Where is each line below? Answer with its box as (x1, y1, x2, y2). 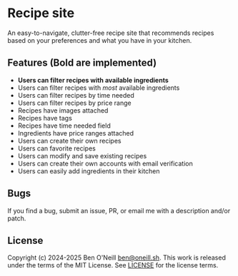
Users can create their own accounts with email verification (17, 159, 193, 168)
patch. (7, 214, 26, 223)
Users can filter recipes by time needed (17, 91, 134, 99)
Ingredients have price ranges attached (17, 128, 134, 137)
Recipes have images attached (17, 106, 109, 115)
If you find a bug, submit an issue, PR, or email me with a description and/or (7, 206, 231, 215)
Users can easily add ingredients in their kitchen (17, 166, 160, 175)
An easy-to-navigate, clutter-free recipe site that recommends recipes (7, 29, 214, 37)
